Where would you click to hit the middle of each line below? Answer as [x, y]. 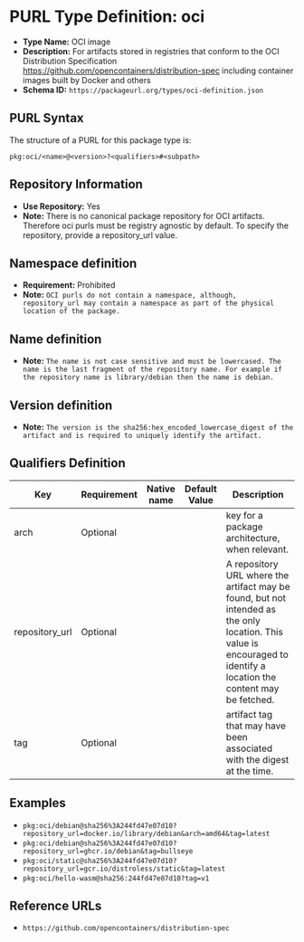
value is [242, 642]
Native [161, 489]
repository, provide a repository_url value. [100, 235]
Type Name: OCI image [66, 42]
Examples [38, 803]
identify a [246, 665]
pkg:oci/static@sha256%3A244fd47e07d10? [100, 861]
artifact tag [249, 714]
